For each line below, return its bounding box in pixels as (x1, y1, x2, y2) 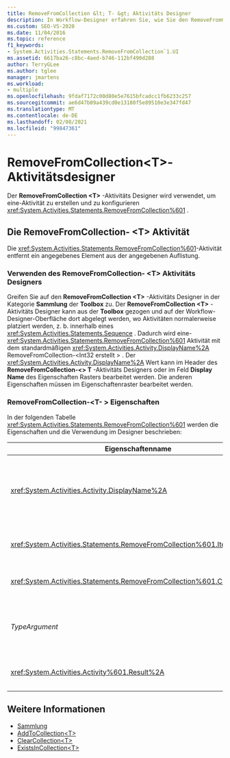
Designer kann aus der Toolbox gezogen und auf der (34, 307, 185, 316)
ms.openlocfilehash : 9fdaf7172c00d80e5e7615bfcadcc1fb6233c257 (7, 93, 192, 100)
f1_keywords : (7, 42, 44, 49)
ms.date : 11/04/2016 (7, 29, 66, 36)
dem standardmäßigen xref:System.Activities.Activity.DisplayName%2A (7, 344, 210, 352)
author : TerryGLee (7, 61, 60, 68)
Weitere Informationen (7, 704, 106, 715)
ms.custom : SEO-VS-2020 (7, 23, 75, 29)
